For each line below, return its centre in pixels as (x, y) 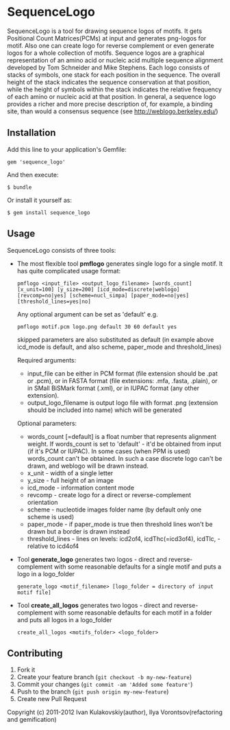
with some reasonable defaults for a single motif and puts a (138, 567)
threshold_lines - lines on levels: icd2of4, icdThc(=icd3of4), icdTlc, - (124, 538)
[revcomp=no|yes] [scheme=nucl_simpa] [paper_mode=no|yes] (103, 295)
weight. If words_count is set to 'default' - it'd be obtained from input (124, 444)
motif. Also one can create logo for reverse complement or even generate (111, 45)
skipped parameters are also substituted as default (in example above (115, 339)
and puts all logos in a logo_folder (64, 619)
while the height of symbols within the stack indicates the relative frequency (115, 89)
